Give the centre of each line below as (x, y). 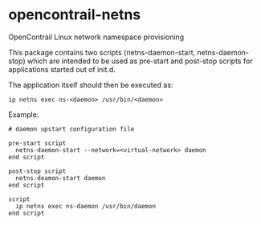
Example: (24, 115)
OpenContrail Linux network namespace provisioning (96, 37)
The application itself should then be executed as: (91, 85)
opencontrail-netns (75, 15)
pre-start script (37, 143)
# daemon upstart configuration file (71, 129)
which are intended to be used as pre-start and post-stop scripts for (140, 61)
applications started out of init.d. (62, 69)
